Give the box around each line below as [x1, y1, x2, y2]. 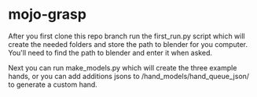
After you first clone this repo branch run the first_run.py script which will [8, 31, 245, 41]
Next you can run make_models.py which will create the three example [8, 63, 237, 72]
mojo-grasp [8, 5, 86, 23]
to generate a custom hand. [8, 80, 98, 89]
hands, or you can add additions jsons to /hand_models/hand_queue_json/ [8, 71, 250, 81]
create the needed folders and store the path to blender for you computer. [8, 39, 248, 48]
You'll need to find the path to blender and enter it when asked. [8, 48, 212, 57]
